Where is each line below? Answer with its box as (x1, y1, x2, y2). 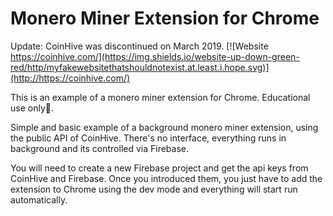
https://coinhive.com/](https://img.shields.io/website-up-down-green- (10, 50, 300, 62)
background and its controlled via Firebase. (10, 142, 190, 154)
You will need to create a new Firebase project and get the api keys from (10, 162, 309, 174)
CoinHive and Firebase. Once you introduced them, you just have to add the (10, 172, 323, 184)
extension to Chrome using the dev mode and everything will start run (10, 183, 298, 195)
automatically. (10, 193, 68, 206)
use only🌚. (10, 102, 54, 114)
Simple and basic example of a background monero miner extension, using (10, 121, 319, 133)
